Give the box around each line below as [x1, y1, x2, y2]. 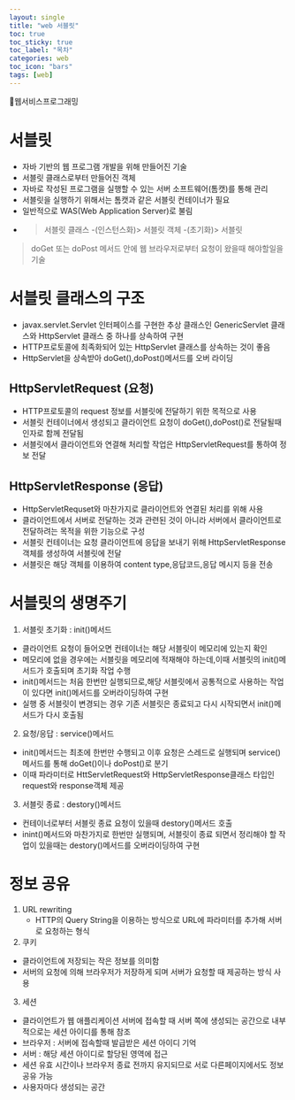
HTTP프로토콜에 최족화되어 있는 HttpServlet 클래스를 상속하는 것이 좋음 [21, 342, 271, 352]
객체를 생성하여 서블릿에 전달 [21, 548, 122, 558]
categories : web [9, 54, 69, 63]
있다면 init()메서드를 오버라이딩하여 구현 [31, 688, 170, 698]
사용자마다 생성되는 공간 [21, 1081, 106, 1093]
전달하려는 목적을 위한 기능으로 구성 [21, 526, 146, 536]
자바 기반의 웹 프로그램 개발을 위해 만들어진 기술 [21, 161, 187, 172]
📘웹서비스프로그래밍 [9, 96, 79, 106]
